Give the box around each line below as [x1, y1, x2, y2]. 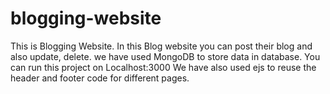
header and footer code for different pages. [10, 72, 190, 84]
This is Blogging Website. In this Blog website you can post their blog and [10, 40, 313, 52]
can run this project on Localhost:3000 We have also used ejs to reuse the [10, 61, 317, 73]
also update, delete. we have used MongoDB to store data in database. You [10, 50, 321, 62]
